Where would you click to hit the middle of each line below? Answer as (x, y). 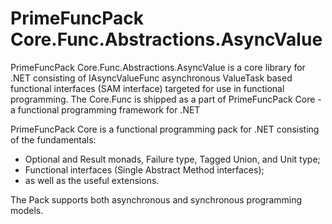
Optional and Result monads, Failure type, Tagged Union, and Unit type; (172, 159)
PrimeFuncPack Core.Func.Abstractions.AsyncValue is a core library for (158, 67)
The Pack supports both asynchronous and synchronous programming (156, 199)
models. (27, 210)
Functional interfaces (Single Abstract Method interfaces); (144, 169)
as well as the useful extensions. (92, 180)
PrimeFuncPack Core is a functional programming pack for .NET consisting (165, 129)
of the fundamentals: (53, 139)
